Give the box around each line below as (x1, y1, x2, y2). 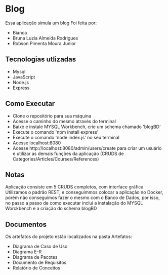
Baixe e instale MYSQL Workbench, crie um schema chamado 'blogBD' (12, 124, 161, 130)
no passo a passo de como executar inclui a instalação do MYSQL (5, 200, 143, 206)
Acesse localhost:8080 (12, 140, 61, 146)
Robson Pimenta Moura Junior (12, 40, 76, 46)
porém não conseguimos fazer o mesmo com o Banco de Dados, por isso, (5, 194, 160, 201)
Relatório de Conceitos (12, 265, 61, 271)
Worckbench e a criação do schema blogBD (5, 206, 97, 212)
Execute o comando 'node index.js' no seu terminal (12, 134, 120, 140)
